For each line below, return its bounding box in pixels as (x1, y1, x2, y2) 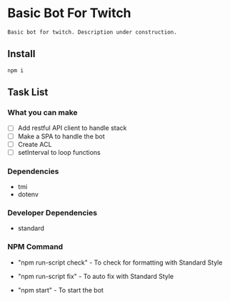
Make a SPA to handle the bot (17, 132, 105, 141)
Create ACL (17, 140, 52, 148)
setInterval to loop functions (17, 148, 101, 156)
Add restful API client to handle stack (17, 123, 127, 133)
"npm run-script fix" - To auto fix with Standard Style (17, 272, 174, 280)
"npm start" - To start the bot (17, 285, 104, 294)
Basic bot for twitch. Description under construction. (7, 29, 177, 36)
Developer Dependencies (7, 208, 98, 218)
